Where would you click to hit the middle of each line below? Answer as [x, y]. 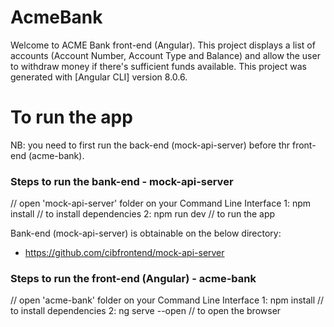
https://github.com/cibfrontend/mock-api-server [124, 253]
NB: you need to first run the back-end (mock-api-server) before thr [150, 145]
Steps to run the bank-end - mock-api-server [122, 181]
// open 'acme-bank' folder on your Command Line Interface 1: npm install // [167, 300]
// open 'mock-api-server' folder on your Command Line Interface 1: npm [161, 203]
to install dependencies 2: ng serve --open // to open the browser [146, 311]
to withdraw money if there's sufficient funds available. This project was [158, 66]
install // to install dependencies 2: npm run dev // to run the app [143, 214]
